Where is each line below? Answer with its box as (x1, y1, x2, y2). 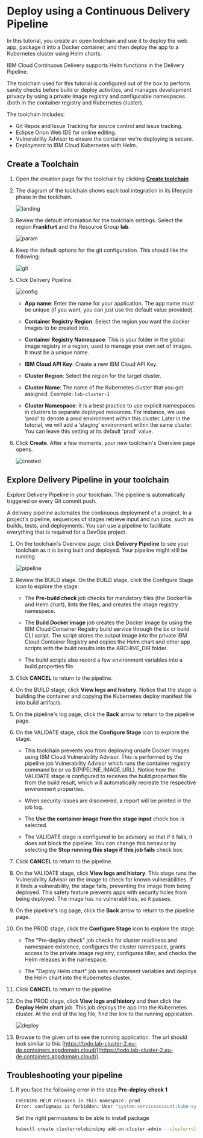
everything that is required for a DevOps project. (7, 528, 127, 535)
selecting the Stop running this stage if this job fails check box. (24, 846, 184, 853)
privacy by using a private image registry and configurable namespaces (7, 92, 186, 100)
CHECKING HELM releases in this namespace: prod (15, 1098, 140, 1104)
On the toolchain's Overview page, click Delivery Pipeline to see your (15, 540, 189, 547)
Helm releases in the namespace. (24, 956, 108, 963)
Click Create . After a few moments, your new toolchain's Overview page (15, 439, 196, 446)
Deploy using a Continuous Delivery (7, 4, 190, 18)
